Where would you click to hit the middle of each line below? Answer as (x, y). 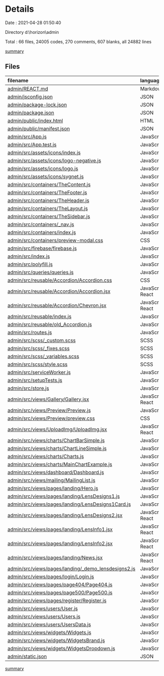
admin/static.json (27, 656)
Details (20, 9)
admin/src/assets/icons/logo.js (43, 168)
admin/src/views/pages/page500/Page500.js (60, 593)
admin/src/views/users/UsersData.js (49, 624)
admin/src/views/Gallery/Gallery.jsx (48, 399)
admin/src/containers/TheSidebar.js (49, 216)
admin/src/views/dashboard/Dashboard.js (56, 472)
